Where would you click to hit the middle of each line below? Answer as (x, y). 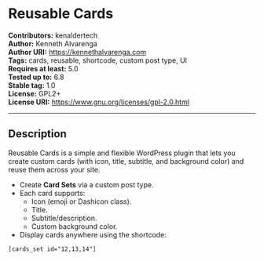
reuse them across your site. (54, 169)
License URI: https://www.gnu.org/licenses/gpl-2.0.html (99, 102)
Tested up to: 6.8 (36, 77)
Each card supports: (52, 193)
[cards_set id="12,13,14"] (52, 249)
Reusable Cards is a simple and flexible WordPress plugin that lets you (122, 153)
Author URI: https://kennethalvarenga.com (77, 52)
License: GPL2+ (35, 93)
